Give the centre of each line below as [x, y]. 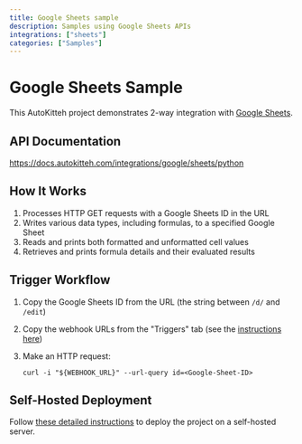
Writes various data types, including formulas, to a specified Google [148, 222]
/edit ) [34, 311]
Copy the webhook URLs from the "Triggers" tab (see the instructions [152, 329]
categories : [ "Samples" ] [56, 43]
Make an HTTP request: [66, 356]
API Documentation [65, 141]
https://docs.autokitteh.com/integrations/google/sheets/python [127, 163]
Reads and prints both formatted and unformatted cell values [136, 241]
